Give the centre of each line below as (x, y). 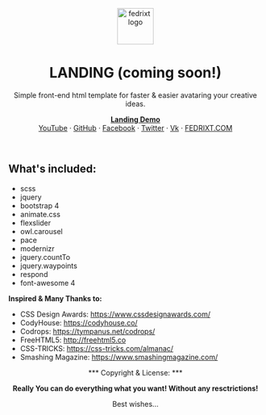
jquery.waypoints (49, 266)
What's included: (52, 169)
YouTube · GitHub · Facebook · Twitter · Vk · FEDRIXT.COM (135, 128)
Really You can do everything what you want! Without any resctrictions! (135, 388)
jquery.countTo (45, 257)
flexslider (35, 223)
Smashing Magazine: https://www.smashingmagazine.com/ (119, 357)
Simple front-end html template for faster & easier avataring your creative (135, 95)
